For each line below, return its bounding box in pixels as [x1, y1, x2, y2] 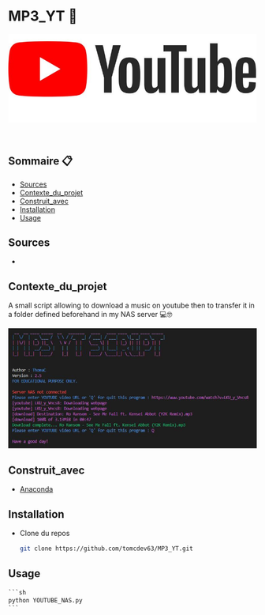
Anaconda [19, 485, 54, 494]
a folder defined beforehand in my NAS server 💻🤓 [8, 310, 173, 319]
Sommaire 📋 [8, 154, 73, 168]
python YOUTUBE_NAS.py [8, 596, 83, 604]
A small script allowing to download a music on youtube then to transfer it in [8, 300, 255, 311]
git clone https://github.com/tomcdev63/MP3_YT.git [19, 545, 193, 553]
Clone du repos [19, 529, 70, 538]
